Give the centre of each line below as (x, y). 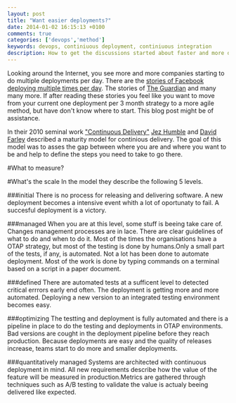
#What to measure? (36, 168)
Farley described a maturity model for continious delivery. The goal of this (114, 139)
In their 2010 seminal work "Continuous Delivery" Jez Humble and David (112, 132)
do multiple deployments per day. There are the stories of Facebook (106, 80)
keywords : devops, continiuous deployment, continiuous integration (110, 46)
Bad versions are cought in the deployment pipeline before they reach (108, 333)
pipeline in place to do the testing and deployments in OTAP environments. (115, 325)
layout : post (26, 14)
